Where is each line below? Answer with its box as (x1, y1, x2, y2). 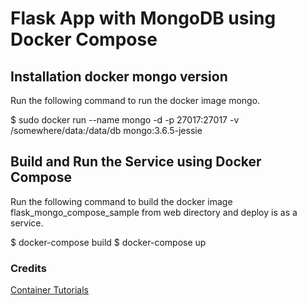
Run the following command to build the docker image (10, 195, 233, 207)
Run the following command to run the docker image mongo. (10, 95, 261, 106)
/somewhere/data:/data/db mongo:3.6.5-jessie (10, 125, 203, 136)
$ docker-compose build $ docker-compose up (10, 236, 207, 248)
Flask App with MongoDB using (10, 7, 277, 30)
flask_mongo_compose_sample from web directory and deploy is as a (10, 206, 298, 218)
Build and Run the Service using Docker (10, 153, 262, 171)
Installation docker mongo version (10, 68, 228, 85)
